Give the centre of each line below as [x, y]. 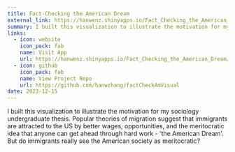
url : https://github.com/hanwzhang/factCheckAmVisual [100, 85]
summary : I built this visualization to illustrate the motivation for [114, 26]
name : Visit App [44, 53]
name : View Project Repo [56, 78]
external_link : [29, 20]
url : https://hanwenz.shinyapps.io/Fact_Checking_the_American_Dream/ [125, 59]
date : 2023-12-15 [33, 91]
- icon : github [36, 66]
